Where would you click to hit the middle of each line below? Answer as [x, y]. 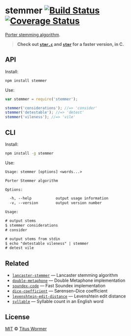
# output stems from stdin [33, 239]
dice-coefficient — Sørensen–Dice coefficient [60, 291]
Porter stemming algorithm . [33, 34]
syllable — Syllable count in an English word [58, 302]
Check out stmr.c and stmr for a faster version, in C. [70, 44]
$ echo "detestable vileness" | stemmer [47, 243]
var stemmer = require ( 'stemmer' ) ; [41, 99]
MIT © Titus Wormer [26, 329]
